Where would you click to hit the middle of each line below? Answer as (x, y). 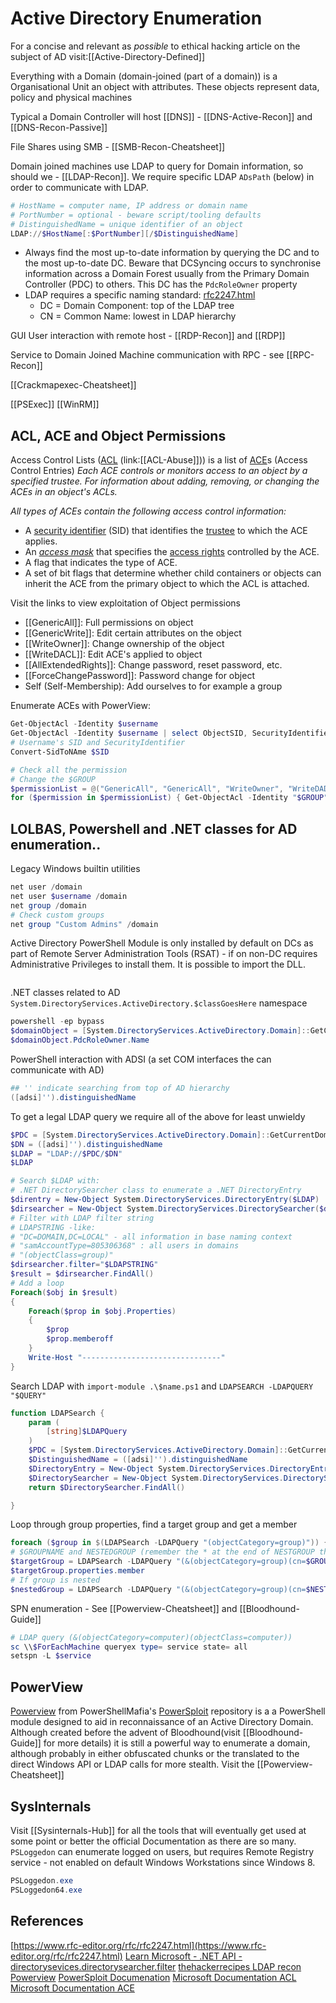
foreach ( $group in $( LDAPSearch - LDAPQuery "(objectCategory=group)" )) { (169, 1543)
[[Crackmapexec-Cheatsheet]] (73, 385)
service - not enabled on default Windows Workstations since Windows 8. (163, 1862)
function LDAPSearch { (57, 1413)
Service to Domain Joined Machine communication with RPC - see (147, 355)
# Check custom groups (57, 915)
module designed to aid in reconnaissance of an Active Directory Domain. (162, 1722)
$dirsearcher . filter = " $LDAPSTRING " (84, 1265)
